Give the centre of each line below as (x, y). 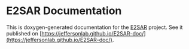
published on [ (24, 33)
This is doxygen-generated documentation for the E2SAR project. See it (94, 27)
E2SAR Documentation (64, 11)
